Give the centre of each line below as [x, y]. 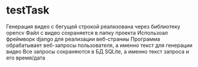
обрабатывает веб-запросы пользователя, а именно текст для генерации [99, 45]
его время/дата [26, 58]
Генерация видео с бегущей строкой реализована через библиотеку [93, 26]
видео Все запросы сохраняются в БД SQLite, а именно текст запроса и [98, 51]
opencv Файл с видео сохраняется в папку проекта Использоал [87, 32]
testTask [28, 10]
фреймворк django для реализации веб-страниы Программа [83, 39]
